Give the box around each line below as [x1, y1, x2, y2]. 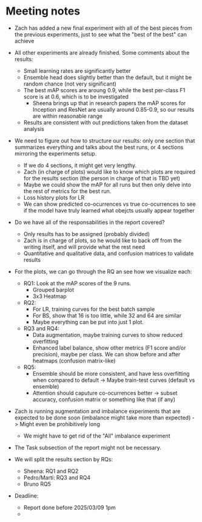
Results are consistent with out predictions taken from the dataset [23, 118, 189, 126]
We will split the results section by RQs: [14, 455, 113, 463]
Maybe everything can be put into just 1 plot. [32, 318, 144, 325]
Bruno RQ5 [23, 480, 51, 487]
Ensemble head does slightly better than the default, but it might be [23, 73, 192, 81]
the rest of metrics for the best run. [23, 187, 112, 195]
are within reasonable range [32, 112, 103, 120]
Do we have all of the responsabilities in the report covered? [14, 219, 165, 226]
